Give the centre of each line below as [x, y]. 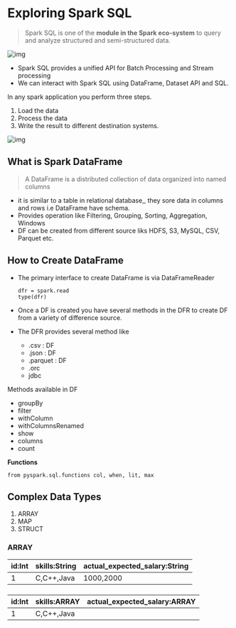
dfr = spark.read [43, 291]
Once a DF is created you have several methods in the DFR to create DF [123, 310]
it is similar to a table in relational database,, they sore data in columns [120, 200]
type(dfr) [32, 297]
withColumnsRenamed [50, 425]
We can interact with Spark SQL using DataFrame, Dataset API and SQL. [123, 83]
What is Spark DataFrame [65, 162]
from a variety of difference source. [70, 317]
